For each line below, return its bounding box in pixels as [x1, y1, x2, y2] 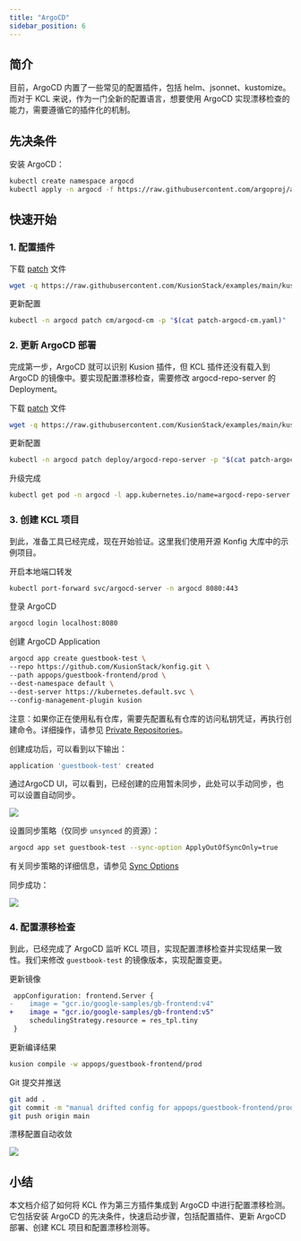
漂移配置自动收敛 [9, 1129, 73, 1140]
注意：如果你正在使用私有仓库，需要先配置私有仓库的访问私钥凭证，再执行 [9, 713, 284, 723]
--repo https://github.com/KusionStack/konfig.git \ [9, 663, 211, 672]
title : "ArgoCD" [9, 13, 70, 22]
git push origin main [9, 1111, 90, 1120]
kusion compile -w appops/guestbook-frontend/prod [9, 1059, 202, 1068]
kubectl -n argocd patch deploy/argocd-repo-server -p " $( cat [9, 456, 246, 465]
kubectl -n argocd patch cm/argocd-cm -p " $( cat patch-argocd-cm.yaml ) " [9, 316, 287, 325]
